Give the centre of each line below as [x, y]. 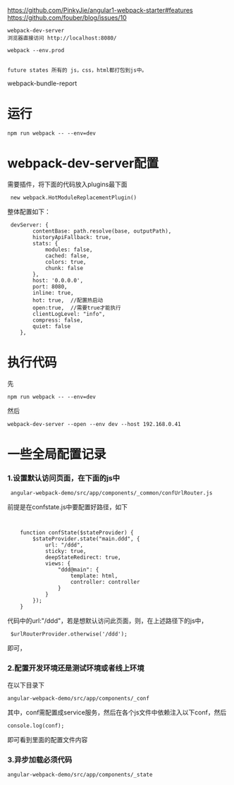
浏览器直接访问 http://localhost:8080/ [62, 38]
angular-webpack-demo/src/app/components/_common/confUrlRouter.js [111, 493]
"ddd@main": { [78, 570]
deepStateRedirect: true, [83, 558]
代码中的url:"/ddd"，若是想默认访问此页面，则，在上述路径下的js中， [107, 621]
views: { [58, 564]
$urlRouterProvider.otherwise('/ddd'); [69, 634]
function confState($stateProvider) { [77, 533]
